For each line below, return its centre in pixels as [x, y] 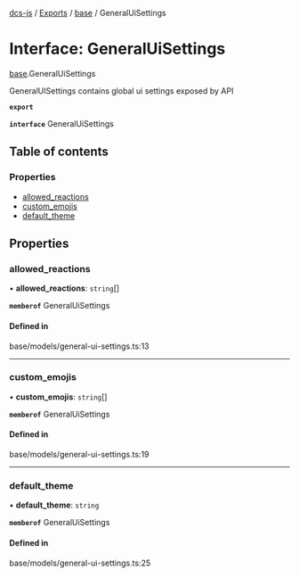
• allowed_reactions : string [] [65, 288]
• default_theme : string [54, 505]
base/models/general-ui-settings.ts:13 [79, 346]
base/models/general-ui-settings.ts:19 [79, 455]
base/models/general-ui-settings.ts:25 [80, 563]
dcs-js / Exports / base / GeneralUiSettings [88, 13]
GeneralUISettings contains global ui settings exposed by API [121, 91]
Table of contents [59, 152]
